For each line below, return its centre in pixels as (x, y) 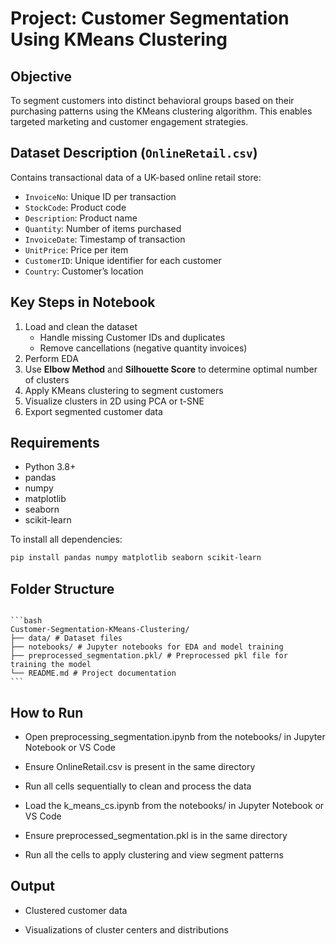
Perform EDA (51, 358)
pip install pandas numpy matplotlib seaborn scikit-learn (136, 558)
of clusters (47, 379)
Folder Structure (62, 588)
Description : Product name (81, 218)
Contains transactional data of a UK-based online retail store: (136, 177)
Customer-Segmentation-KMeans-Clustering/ (100, 630)
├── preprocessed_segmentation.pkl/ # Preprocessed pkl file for (149, 656)
